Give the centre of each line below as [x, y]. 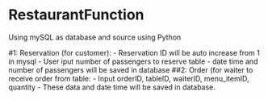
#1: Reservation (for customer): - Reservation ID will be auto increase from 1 [134, 52]
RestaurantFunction [76, 15]
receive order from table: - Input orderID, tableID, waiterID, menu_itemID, [129, 78]
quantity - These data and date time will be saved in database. [112, 87]
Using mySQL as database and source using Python [95, 37]
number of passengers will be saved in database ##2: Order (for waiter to [131, 69]
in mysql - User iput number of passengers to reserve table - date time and [133, 61]
